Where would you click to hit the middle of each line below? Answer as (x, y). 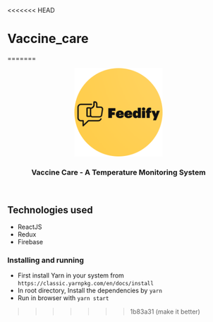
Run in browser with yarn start (63, 298)
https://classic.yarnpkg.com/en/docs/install (85, 284)
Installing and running (46, 260)
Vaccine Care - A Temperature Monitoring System (118, 172)
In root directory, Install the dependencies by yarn (90, 291)
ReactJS (30, 227)
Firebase (30, 242)
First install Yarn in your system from (71, 275)
